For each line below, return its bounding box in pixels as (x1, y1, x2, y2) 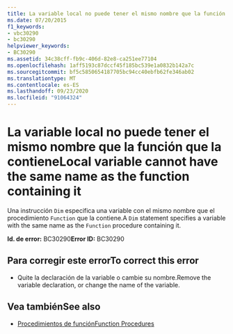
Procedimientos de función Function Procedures (17, 319, 154, 328)
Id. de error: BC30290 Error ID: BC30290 (7, 234, 124, 243)
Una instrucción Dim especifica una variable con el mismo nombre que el (7, 206, 215, 214)
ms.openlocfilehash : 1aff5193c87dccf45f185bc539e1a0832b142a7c (7, 62, 195, 69)
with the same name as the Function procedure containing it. (7, 221, 182, 230)
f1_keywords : (7, 23, 45, 30)
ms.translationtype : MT (7, 74, 77, 82)
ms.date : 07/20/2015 (7, 17, 67, 24)
